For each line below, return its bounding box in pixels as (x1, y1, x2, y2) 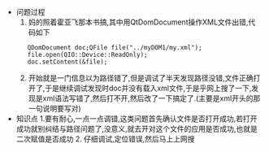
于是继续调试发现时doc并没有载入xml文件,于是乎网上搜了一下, (44, 84, 252, 93)
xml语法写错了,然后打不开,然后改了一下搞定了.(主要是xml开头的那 (42, 93, 261, 103)
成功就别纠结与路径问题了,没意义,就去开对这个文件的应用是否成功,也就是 (15, 124, 258, 133)
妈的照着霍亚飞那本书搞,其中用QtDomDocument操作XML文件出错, (28, 17, 249, 27)
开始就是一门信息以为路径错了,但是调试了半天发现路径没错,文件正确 (28, 73, 254, 83)
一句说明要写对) (28, 104, 81, 113)
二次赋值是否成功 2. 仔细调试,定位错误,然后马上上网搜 (15, 134, 195, 144)
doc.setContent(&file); (27, 58, 108, 66)
